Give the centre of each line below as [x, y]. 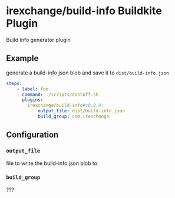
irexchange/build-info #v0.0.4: [66, 106]
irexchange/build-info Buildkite [84, 11]
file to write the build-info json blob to [52, 163]
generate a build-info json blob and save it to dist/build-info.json [87, 73]
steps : [14, 83]
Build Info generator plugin [38, 40]
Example [22, 58]
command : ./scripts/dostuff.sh [60, 95]
